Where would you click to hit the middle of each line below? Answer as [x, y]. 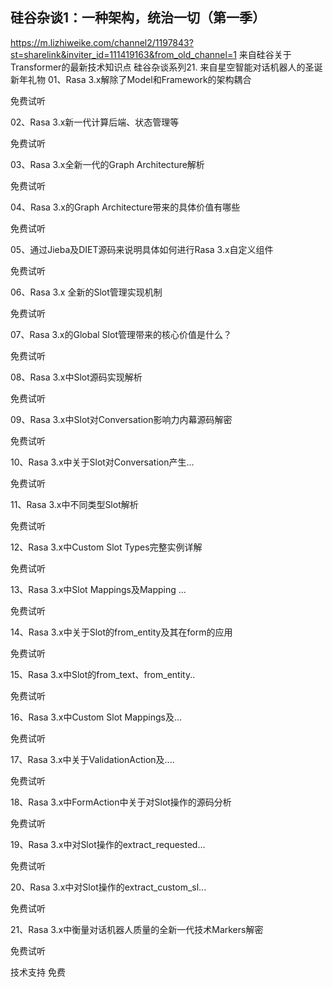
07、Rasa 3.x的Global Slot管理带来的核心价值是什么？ [121, 334]
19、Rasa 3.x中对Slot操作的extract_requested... [108, 844]
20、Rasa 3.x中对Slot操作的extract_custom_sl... [108, 887]
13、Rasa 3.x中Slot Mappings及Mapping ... [98, 589]
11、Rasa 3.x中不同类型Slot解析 [74, 504]
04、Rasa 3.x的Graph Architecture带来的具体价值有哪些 [125, 207]
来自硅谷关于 [265, 54]
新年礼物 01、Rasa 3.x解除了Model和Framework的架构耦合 [131, 79]
